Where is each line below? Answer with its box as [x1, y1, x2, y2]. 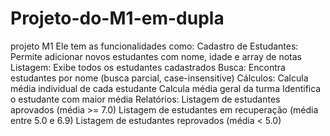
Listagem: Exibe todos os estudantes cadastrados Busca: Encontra [10, 61, 286, 73]
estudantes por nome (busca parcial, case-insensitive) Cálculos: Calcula [10, 72, 309, 84]
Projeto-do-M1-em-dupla [10, 7, 225, 30]
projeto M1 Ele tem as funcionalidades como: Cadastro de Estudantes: [10, 40, 299, 52]
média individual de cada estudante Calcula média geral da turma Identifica [10, 82, 322, 94]
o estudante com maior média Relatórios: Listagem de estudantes [10, 93, 281, 105]
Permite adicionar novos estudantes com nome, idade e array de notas [10, 50, 302, 62]
